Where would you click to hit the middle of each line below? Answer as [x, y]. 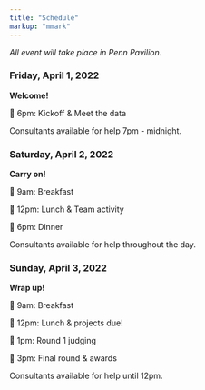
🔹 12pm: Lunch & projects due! [67, 323]
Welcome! [29, 95]
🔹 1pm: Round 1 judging [53, 341]
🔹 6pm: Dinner [36, 227]
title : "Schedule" [44, 18]
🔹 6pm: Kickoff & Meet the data [68, 113]
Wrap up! [27, 288]
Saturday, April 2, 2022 [62, 154]
